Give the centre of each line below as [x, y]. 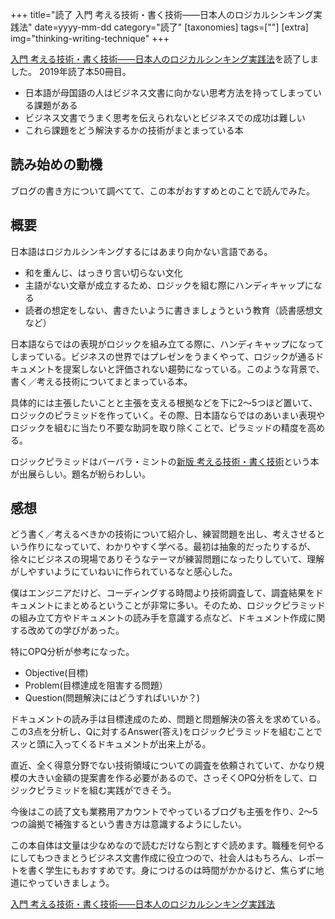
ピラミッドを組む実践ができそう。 [106, 790]
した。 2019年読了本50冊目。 [71, 71]
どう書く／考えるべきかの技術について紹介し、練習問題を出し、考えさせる [163, 534]
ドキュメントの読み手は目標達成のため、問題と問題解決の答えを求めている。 [168, 719]
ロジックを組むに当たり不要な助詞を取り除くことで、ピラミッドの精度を [159, 427]
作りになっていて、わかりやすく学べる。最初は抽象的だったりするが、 [171, 547]
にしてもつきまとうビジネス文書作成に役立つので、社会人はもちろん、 [154, 858]
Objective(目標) [56, 673]
